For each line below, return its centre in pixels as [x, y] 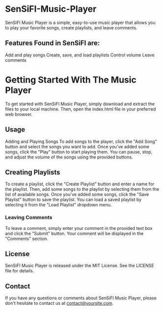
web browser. [19, 114]
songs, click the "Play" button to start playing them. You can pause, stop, [79, 152]
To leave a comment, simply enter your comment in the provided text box [79, 228]
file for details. [20, 271]
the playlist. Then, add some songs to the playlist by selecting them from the [82, 189]
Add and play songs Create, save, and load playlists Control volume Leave [80, 55]
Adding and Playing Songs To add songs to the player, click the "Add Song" [81, 141]
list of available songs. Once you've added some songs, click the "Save [77, 195]
